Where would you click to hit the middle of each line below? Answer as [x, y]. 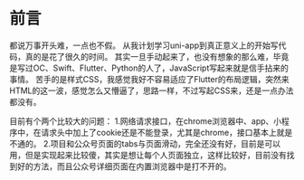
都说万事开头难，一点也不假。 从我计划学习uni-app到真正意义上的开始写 [144, 45]
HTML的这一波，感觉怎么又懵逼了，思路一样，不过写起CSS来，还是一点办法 [152, 90]
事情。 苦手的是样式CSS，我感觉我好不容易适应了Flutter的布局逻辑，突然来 [149, 79]
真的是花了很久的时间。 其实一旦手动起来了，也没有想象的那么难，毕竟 [157, 56]
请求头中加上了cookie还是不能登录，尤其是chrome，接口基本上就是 [166, 132]
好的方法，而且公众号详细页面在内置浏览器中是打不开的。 [124, 166]
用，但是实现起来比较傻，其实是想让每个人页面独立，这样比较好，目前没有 [148, 155]
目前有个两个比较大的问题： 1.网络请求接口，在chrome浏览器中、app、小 [146, 121]
